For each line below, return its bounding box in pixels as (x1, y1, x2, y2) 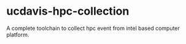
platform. (6, 31, 29, 38)
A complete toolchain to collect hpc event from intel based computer (6, 24, 180, 32)
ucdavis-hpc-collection (6, 4, 130, 18)
